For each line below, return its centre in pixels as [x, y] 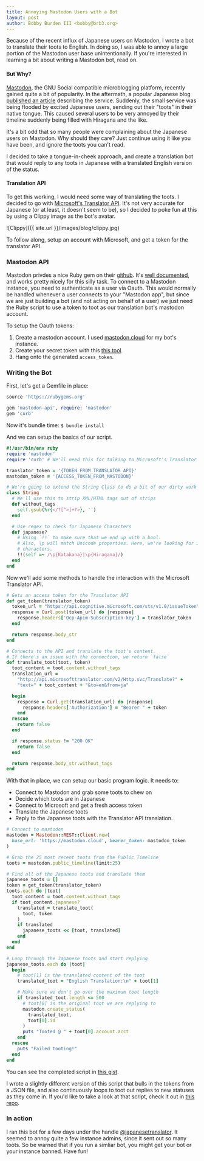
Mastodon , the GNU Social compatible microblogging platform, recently [96, 87]
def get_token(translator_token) [49, 601]
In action [19, 1118]
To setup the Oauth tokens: [40, 326]
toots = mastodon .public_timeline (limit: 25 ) [63, 863]
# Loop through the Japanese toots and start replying [77, 958]
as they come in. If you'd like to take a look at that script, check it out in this [100, 1096]
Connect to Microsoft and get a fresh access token [79, 805]
